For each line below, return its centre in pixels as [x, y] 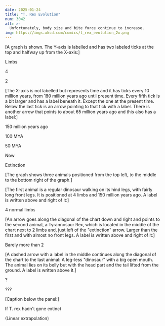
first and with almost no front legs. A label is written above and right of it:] [80, 235]
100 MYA [14, 136]
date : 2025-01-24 [23, 10]
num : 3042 [15, 19]
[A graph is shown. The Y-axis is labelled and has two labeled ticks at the [80, 47]
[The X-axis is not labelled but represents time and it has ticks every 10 [77, 91]
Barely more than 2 [24, 245]
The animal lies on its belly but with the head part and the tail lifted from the [82, 265]
